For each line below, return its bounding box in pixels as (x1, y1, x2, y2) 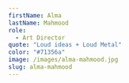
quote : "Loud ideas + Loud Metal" (8, 41, 123, 49)
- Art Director (15, 33, 66, 42)
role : (8, 26, 26, 34)
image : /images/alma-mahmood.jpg (8, 56, 119, 64)
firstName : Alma (8, 11, 62, 20)
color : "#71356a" (8, 48, 66, 56)
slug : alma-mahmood (8, 63, 73, 71)
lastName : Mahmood (8, 19, 69, 27)
